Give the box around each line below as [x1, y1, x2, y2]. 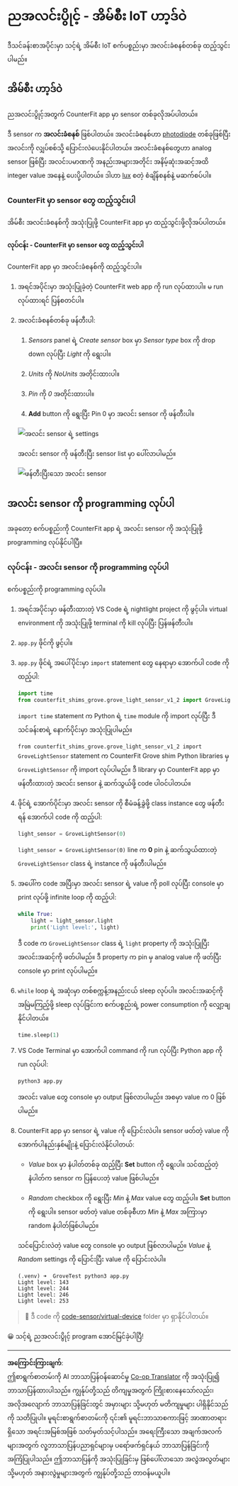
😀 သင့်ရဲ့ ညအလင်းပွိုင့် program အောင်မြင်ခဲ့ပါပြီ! [7, 1332, 144, 1341]
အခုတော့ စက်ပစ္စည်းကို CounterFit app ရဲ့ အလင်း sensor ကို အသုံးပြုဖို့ [7, 525, 203, 533]
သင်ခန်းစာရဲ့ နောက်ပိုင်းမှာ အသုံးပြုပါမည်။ [17, 725, 132, 734]
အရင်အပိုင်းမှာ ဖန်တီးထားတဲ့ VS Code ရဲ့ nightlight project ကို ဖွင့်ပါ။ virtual [17, 605, 228, 613]
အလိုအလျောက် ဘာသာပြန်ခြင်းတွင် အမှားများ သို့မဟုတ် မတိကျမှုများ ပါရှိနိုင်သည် [7, 1400, 229, 1409]
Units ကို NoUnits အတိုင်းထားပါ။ [28, 369, 120, 379]
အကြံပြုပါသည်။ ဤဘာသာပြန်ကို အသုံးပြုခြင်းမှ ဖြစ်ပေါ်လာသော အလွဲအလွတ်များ [7, 1455, 230, 1463]
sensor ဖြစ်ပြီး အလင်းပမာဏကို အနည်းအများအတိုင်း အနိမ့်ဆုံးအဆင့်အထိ [7, 157, 209, 166]
